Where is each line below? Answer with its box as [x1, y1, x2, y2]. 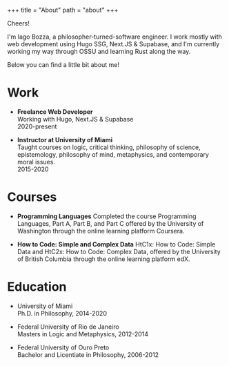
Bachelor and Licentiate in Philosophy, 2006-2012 [17, 350, 159, 358]
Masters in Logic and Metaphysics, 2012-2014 [17, 329, 149, 338]
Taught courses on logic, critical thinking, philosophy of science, [17, 143, 201, 151]
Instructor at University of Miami [17, 135, 112, 144]
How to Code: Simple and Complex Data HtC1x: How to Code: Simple [17, 240, 216, 248]
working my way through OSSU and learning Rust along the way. [7, 48, 191, 55]
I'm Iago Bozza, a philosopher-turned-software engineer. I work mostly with [7, 32, 223, 41]
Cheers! [7, 19, 30, 27]
